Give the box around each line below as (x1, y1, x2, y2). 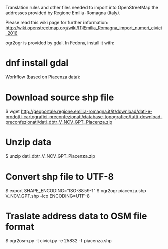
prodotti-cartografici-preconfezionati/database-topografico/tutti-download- (5, 113, 163, 120)
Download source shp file (5, 92, 114, 103)
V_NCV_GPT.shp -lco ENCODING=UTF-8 (5, 193, 90, 199)
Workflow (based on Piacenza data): (5, 74, 81, 80)
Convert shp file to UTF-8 (5, 171, 114, 182)
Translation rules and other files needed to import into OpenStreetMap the (5, 5, 158, 10)
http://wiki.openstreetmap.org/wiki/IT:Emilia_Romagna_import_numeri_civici (5, 25, 162, 31)
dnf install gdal (5, 57, 69, 69)
